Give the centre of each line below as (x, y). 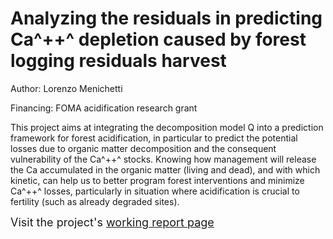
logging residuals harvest (118, 61)
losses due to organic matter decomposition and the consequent (143, 148)
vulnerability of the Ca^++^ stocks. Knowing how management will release (163, 159)
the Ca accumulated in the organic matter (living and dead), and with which (165, 169)
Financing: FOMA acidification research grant (104, 108)
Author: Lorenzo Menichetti (66, 88)
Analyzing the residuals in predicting (166, 18)
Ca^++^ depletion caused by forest (158, 39)
